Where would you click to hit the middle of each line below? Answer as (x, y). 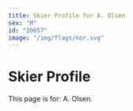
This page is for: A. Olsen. (50, 99)
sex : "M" (23, 23)
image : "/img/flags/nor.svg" (56, 38)
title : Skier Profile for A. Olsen (67, 15)
